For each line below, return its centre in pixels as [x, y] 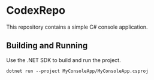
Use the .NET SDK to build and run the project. [64, 60]
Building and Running [47, 46]
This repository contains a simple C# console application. [77, 27]
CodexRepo [36, 10]
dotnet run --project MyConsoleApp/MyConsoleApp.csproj [77, 71]
